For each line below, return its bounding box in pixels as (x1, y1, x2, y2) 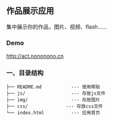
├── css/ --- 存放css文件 (6, 103, 103, 109)
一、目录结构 (6, 69, 44, 77)
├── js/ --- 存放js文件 (6, 91, 106, 97)
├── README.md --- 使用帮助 (6, 84, 101, 90)
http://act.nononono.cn (6, 52, 64, 60)
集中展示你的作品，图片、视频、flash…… (6, 23, 108, 30)
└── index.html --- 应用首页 (6, 110, 101, 116)
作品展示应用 (6, 5, 54, 16)
